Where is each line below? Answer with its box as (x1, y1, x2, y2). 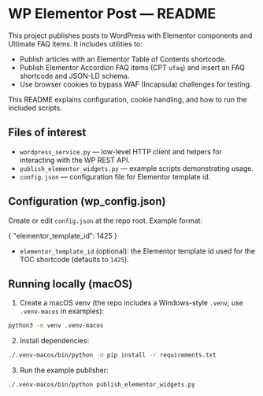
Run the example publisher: (19, 365, 109, 375)
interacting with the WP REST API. (19, 155, 130, 165)
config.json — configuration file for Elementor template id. (19, 172, 211, 181)
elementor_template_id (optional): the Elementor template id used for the (19, 246, 256, 256)
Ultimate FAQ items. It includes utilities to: (8, 39, 143, 48)
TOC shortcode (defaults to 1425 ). (19, 254, 130, 264)
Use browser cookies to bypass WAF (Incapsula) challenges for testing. (19, 80, 252, 89)
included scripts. (8, 103, 63, 113)
